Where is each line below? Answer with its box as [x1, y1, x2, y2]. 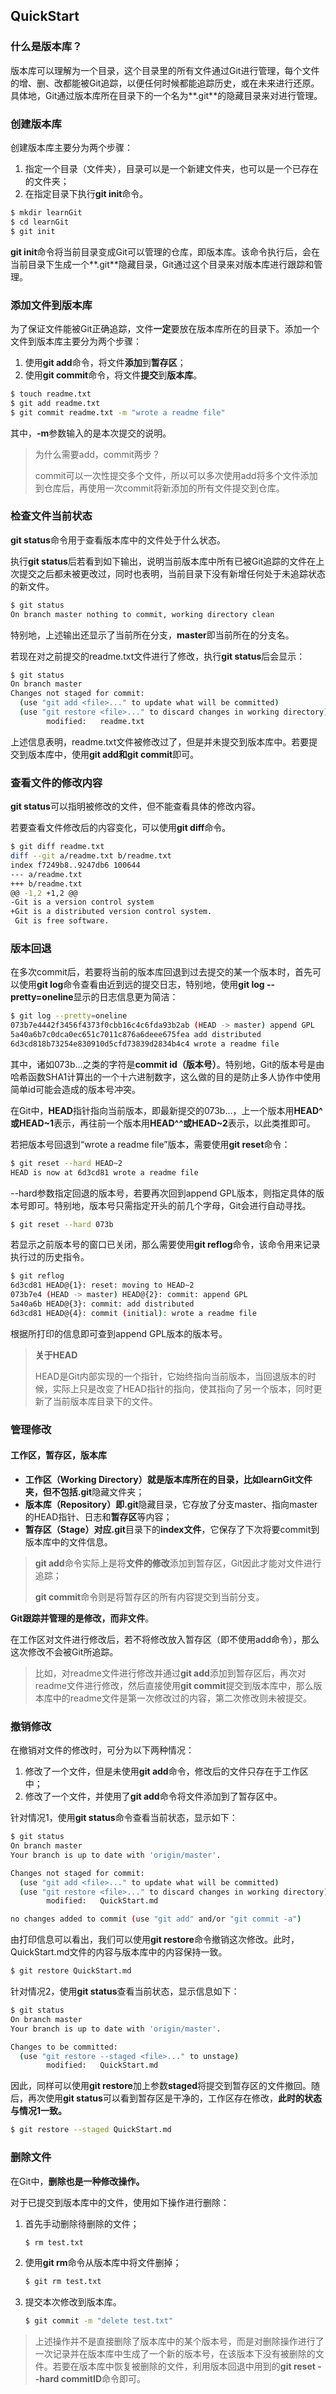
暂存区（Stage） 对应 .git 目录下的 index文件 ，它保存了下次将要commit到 [24, 1523, 320, 1535]
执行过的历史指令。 [10, 1251, 90, 1263]
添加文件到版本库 [10, 298, 93, 312]
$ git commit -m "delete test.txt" [24, 2316, 174, 2326]
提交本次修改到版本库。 [24, 2296, 122, 2308]
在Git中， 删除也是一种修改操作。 [10, 2175, 145, 2187]
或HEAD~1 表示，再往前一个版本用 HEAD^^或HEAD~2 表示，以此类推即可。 [10, 1117, 316, 1129]
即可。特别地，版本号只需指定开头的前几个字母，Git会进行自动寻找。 [27, 1199, 312, 1211]
